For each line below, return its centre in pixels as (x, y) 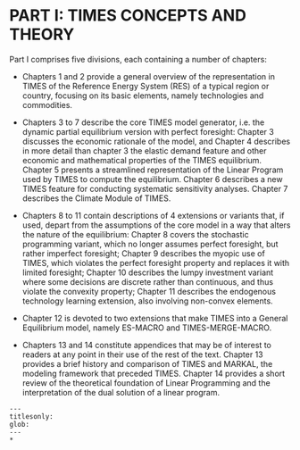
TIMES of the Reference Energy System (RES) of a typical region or (146, 86)
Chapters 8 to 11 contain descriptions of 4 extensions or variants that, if (153, 215)
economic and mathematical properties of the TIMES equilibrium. (142, 160)
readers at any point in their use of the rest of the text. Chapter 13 (142, 354)
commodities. (47, 104)
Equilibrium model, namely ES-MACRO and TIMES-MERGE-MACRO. (147, 328)
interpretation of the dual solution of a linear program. (121, 392)
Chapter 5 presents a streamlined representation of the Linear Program (153, 170)
